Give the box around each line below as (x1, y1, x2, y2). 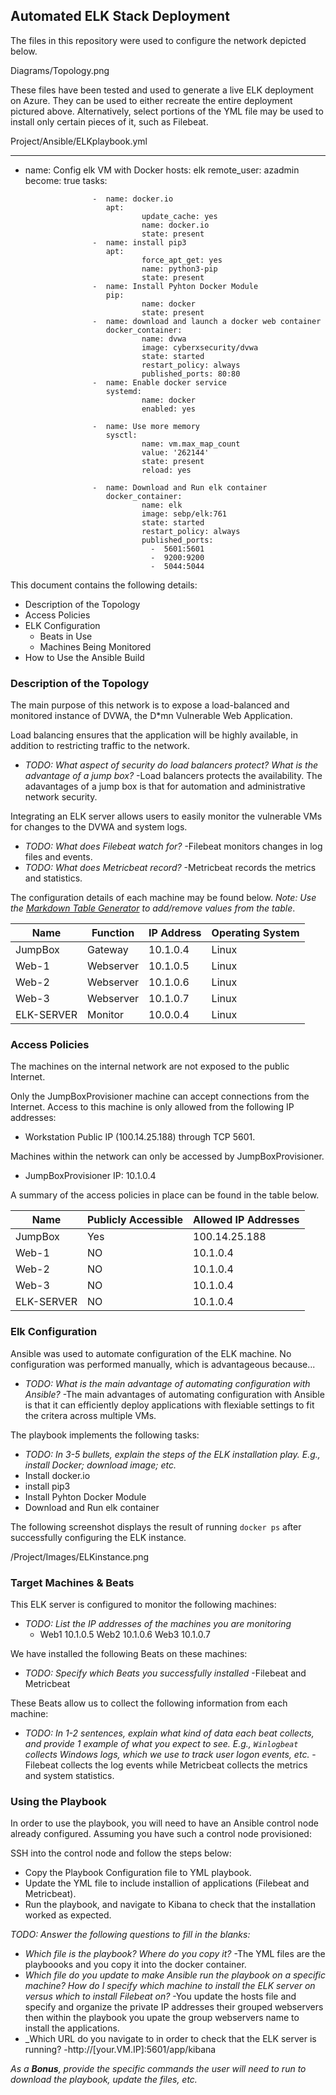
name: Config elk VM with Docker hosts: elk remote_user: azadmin (24, 164, 300, 176)
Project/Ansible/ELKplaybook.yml (10, 135, 148, 147)
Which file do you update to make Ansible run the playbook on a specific (24, 1969, 326, 1981)
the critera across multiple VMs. (24, 1409, 157, 1421)
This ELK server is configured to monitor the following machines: (10, 1599, 277, 1610)
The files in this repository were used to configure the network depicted (10, 34, 307, 46)
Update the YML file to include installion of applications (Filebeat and (24, 1877, 310, 1889)
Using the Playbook (10, 1794, 107, 1808)
